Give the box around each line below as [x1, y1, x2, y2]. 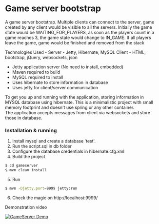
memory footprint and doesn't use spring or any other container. [5, 104, 135, 110]
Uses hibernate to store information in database [12, 79, 108, 85]
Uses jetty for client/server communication [12, 84, 99, 90]
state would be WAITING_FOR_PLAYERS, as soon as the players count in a [5, 29, 155, 35]
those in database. [5, 115, 42, 121]
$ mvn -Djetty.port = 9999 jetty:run [5, 186, 78, 191]
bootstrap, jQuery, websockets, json [5, 54, 78, 60]
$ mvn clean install [5, 168, 47, 173]
